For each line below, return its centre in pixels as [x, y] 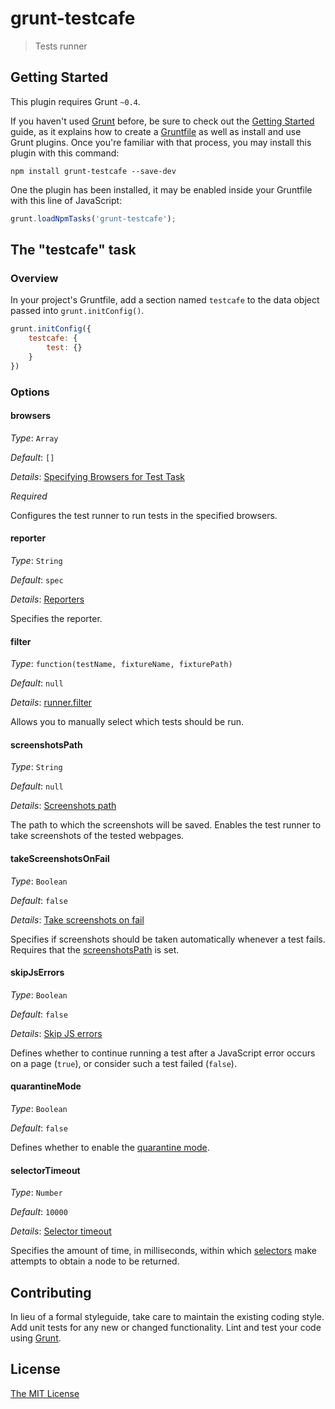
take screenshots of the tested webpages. [97, 836]
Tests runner [61, 46]
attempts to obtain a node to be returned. [95, 1261]
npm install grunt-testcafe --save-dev [93, 171]
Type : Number [36, 1193]
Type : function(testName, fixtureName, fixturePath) [121, 664]
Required [29, 496]
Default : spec [37, 580]
